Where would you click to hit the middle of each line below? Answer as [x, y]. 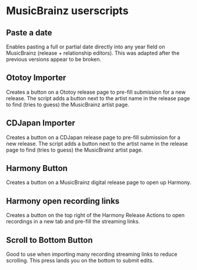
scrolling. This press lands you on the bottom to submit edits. [80, 261]
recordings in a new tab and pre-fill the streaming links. [73, 222]
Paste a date [29, 33]
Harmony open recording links [63, 201]
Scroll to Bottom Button [49, 240]
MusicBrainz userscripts [67, 11]
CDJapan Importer [41, 123]
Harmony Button [37, 168]
